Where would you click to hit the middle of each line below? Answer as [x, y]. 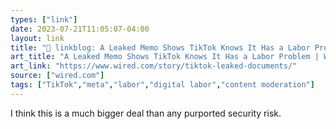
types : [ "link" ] [44, 19]
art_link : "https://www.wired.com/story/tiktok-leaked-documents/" [154, 66]
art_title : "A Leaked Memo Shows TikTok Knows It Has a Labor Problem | [165, 57]
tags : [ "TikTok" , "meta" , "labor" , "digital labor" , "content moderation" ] [162, 85]
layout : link [37, 38]
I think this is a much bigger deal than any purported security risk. [146, 113]
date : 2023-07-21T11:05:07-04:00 [80, 29]
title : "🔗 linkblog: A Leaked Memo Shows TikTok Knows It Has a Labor [160, 47]
